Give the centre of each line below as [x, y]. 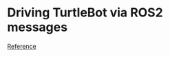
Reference [22, 46]
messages [37, 27]
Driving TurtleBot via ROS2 [85, 13]
